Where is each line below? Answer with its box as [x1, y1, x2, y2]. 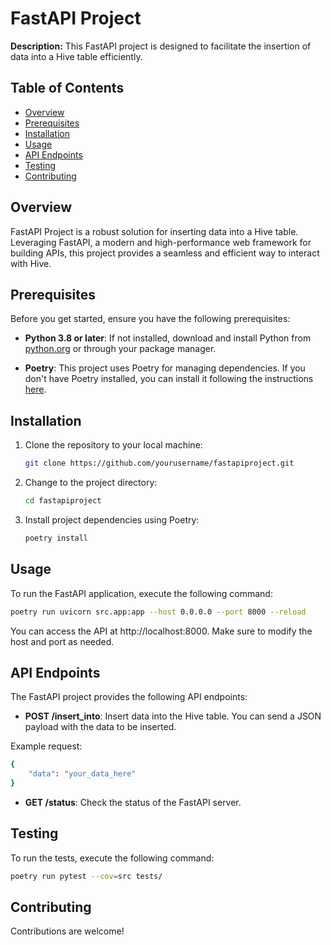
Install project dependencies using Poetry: [24, 513, 200, 526]
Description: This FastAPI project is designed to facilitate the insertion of [10, 40, 312, 52]
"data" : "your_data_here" [28, 769, 137, 779]
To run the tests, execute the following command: [10, 852, 215, 864]
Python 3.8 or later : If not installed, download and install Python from [24, 332, 312, 344]
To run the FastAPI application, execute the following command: [10, 587, 273, 599]
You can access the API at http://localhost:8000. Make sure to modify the [10, 625, 313, 637]
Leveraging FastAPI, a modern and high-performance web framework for [10, 236, 312, 248]
